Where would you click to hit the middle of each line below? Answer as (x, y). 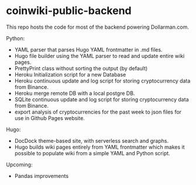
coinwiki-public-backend (69, 11)
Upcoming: (19, 165)
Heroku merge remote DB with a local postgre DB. (75, 93)
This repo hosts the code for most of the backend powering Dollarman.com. (97, 27)
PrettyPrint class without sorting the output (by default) (81, 68)
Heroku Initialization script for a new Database (70, 74)
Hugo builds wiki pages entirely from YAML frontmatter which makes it (100, 147)
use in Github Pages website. (49, 118)
